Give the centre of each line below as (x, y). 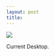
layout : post (23, 12)
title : (15, 18)
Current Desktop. (28, 46)
